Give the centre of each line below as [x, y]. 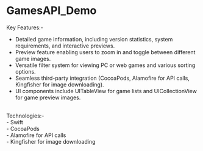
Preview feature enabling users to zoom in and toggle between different [105, 52]
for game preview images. [48, 97]
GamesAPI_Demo [52, 11]
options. [25, 71]
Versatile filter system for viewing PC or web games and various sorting [105, 65]
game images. [33, 58]
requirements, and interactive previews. [65, 46]
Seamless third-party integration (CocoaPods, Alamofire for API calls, [102, 78]
